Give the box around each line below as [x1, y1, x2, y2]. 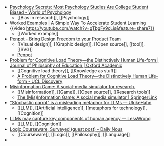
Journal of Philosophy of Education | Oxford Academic [9, 62, 122, 68]
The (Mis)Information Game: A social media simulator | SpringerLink [17, 94, 157, 100]
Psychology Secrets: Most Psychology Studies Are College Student [9, 4, 149, 10]
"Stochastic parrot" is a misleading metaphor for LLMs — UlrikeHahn [9, 100, 152, 105]
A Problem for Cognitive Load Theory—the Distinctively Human [17, 73, 147, 79]
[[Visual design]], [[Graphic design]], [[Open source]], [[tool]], [17, 41, 145, 47]
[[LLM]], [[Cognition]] [17, 121, 62, 127]
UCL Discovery [31, 78, 63, 84]
